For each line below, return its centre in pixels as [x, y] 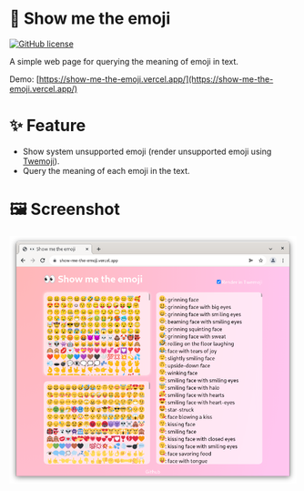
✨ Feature [48, 126]
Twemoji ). [41, 161]
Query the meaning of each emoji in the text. [106, 170]
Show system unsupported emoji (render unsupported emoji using [147, 151]
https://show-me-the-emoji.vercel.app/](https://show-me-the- [157, 79]
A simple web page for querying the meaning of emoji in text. [124, 61]
